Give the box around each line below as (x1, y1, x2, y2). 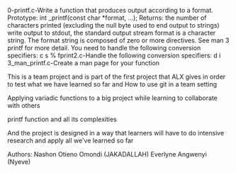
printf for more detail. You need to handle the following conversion (7, 44, 201, 52)
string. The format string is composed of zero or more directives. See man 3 (7, 36, 230, 45)
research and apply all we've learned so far (7, 136, 134, 145)
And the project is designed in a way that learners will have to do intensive (7, 129, 225, 137)
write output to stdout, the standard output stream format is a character (7, 28, 216, 37)
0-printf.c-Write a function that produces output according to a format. (7, 6, 214, 14)
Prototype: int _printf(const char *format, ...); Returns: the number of (7, 13, 207, 22)
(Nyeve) (7, 157, 31, 166)
